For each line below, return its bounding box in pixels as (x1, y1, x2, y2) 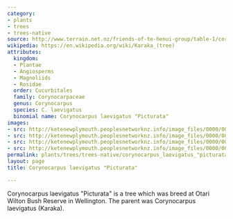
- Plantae (13, 61, 42, 68)
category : (7, 10, 36, 17)
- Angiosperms (13, 68, 54, 75)
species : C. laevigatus (13, 106, 82, 113)
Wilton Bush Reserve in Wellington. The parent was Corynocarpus (7, 196, 196, 204)
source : (7, 36, 30, 43)
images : (7, 119, 30, 126)
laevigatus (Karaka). (7, 204, 64, 212)
